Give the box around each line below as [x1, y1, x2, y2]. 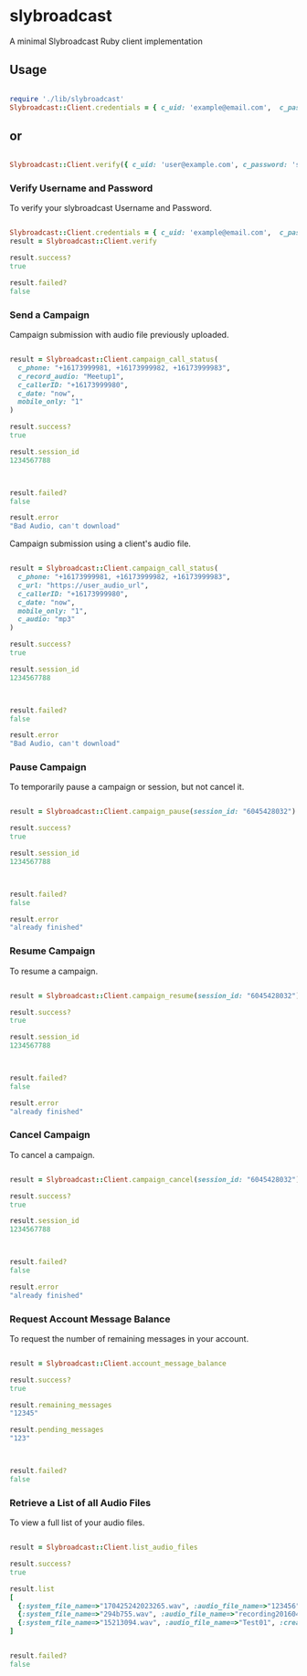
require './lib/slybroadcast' [9, 94, 125, 103]
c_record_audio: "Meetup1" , [17, 372, 125, 381]
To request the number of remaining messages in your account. [9, 1333, 249, 1344]
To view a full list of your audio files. [9, 1517, 145, 1528]
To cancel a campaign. [9, 1149, 95, 1160]
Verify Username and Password [9, 182, 153, 195]
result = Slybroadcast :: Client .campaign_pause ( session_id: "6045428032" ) [9, 807, 297, 817]
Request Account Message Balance [9, 1312, 171, 1325]
